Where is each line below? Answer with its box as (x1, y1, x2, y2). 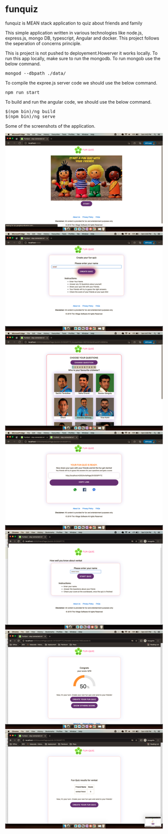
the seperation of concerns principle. (5, 40, 81, 46)
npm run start (5, 89, 40, 95)
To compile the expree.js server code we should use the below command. (5, 80, 157, 86)
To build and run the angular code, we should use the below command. (5, 99, 151, 105)
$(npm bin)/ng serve (5, 114, 56, 119)
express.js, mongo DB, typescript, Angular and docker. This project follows (5, 35, 159, 41)
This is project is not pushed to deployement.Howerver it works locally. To (5, 50, 158, 56)
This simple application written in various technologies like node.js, (5, 30, 143, 36)
